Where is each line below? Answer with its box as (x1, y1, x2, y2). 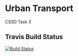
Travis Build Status (5, 33, 63, 41)
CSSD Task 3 (5, 19, 31, 25)
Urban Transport (5, 3, 74, 14)
